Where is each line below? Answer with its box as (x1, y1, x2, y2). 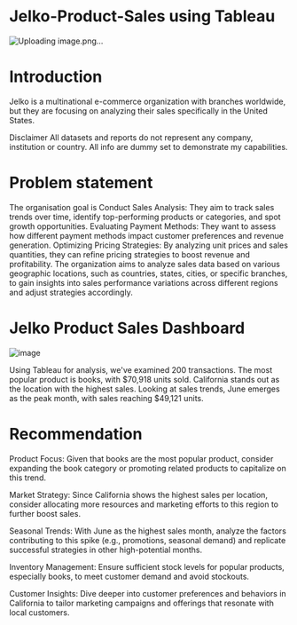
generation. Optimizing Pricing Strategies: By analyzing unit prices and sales (9, 240, 288, 250)
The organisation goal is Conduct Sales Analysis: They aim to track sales (9, 202, 275, 212)
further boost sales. (9, 508, 82, 518)
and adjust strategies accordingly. (9, 287, 133, 297)
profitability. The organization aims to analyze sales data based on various (9, 258, 281, 269)
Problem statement (9, 173, 153, 193)
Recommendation (9, 423, 143, 444)
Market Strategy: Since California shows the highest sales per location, (9, 489, 269, 500)
